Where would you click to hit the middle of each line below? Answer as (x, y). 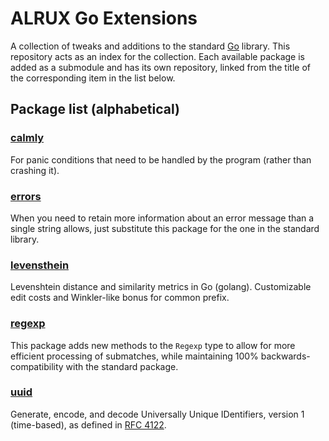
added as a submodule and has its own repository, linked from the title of (160, 67)
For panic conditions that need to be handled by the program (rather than (161, 159)
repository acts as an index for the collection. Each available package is (157, 56)
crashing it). (35, 170)
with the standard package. (122, 366)
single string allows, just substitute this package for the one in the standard (165, 228)
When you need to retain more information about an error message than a (162, 218)
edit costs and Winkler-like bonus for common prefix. (120, 298)
